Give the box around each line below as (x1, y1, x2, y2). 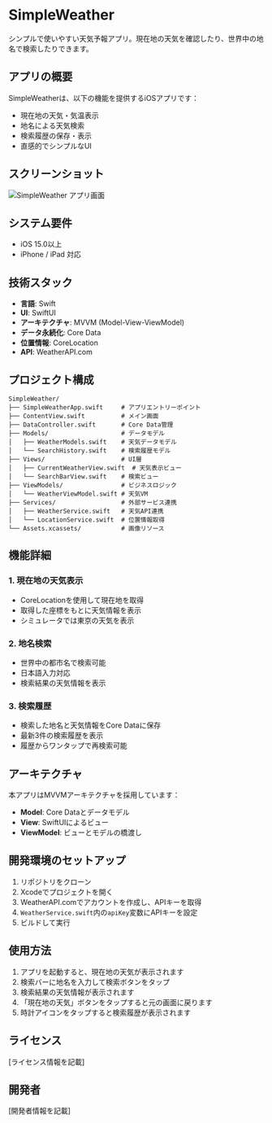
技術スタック (8, 275, 73, 290)
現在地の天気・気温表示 (19, 110, 99, 120)
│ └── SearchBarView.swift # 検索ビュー (8, 473, 159, 481)
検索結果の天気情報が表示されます (19, 987, 135, 997)
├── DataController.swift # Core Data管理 (8, 421, 174, 429)
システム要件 (8, 216, 73, 229)
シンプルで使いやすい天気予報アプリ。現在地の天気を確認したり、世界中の (8, 33, 257, 43)
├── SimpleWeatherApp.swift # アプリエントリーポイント (8, 404, 201, 412)
